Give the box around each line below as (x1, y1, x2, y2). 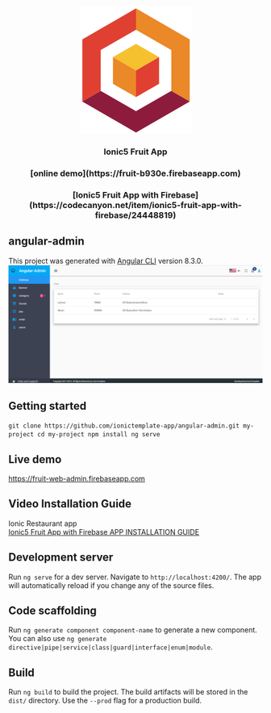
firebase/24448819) (94, 209, 177, 220)
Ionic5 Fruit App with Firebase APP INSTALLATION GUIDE (8, 527, 200, 536)
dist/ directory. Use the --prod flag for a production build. (8, 696, 202, 706)
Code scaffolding (8, 603, 97, 617)
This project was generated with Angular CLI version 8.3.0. (8, 256, 203, 265)
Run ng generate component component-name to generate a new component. (8, 625, 258, 635)
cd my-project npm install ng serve (37, 431, 161, 439)
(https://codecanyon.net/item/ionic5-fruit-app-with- (29, 199, 242, 211)
